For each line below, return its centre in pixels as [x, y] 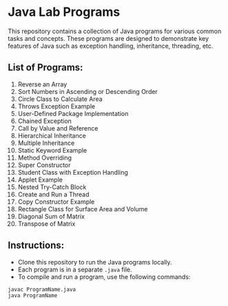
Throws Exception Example [56, 106]
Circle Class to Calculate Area [60, 99]
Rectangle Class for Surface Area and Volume [83, 209]
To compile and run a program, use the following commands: [104, 276]
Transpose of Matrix [46, 223]
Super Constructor [44, 165]
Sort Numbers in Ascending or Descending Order [87, 91]
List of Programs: [45, 67]
